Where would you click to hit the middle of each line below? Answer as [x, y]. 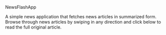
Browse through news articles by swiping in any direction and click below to [83, 22]
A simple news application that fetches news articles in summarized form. [81, 17]
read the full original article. [33, 27]
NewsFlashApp [21, 7]
